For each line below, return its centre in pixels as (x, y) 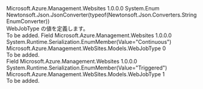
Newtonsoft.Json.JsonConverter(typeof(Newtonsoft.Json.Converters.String (101, 15)
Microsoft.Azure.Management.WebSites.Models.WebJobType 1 (86, 74)
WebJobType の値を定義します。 (47, 28)
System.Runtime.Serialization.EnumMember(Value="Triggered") (87, 68)
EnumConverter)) (28, 21)
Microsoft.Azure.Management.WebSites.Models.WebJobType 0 (86, 48)
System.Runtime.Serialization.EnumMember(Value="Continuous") (89, 42)
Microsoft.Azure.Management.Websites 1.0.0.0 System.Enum (83, 8)
